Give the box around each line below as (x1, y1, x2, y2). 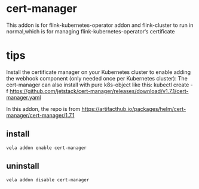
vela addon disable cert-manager (6, 176, 90, 183)
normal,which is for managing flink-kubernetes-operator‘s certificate (6, 27, 175, 35)
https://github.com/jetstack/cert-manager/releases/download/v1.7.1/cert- (10, 87, 189, 94)
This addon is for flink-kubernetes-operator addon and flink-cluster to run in (6, 21, 194, 29)
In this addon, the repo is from (6, 105, 81, 112)
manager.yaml (6, 94, 41, 101)
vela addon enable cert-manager (6, 145, 87, 151)
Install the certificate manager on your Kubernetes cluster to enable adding (6, 68, 191, 76)
